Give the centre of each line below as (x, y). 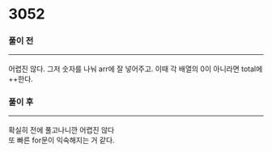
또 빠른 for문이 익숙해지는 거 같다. (62, 140)
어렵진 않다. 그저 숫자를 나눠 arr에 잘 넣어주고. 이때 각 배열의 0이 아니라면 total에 (136, 69)
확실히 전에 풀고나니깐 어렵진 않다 (62, 129)
